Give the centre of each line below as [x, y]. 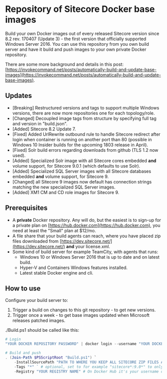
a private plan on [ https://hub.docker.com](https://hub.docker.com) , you [86, 225]
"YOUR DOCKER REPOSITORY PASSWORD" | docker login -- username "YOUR [78, 344]
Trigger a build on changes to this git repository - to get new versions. [84, 310]
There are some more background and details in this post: [64, 64]
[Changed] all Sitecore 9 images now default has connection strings [82, 182]
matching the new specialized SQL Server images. [64, 187]
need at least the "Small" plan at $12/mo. [54, 230]
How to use [23, 288]
